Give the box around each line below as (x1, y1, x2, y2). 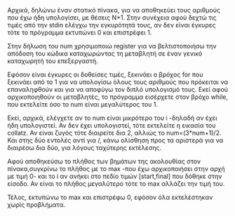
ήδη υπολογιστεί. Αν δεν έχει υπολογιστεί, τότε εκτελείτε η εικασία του (7, 121, 216, 129)
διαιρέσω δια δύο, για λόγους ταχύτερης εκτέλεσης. (7, 144, 162, 151)
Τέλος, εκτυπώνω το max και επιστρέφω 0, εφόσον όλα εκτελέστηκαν (7, 193, 213, 201)
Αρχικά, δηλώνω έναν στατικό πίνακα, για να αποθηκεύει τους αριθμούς (7, 6, 221, 14)
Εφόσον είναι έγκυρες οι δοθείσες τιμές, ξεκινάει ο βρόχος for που (7, 70, 203, 79)
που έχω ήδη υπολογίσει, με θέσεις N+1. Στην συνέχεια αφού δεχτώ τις (7, 13, 217, 22)
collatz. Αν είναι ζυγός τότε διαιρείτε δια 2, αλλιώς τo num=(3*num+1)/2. (7, 129, 222, 137)
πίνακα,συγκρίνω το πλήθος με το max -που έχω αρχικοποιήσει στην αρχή (7, 165, 226, 173)
